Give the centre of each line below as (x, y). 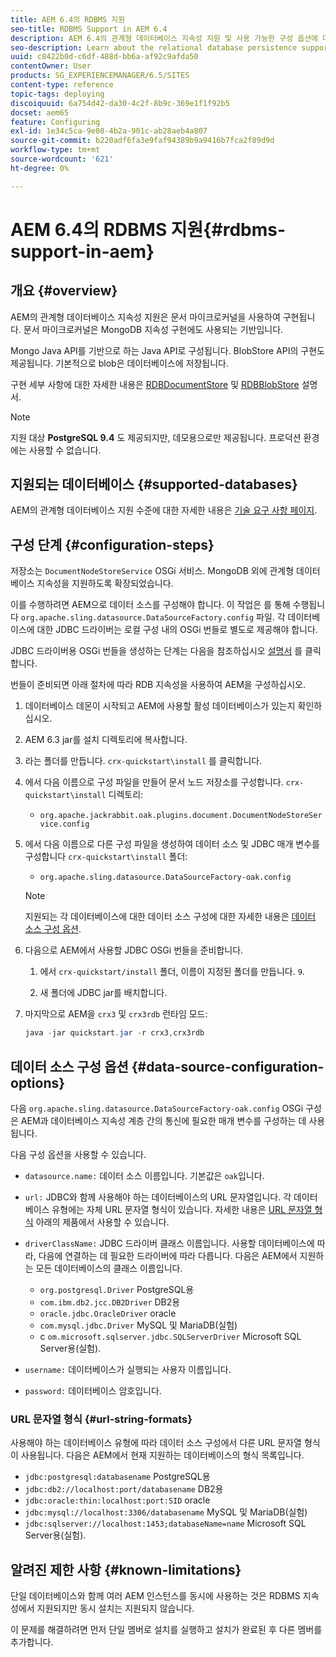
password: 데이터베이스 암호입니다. (93, 1390)
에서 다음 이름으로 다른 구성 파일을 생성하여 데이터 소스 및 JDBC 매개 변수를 (172, 844)
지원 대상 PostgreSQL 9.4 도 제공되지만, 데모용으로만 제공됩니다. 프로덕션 (156, 437)
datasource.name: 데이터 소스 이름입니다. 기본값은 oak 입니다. (144, 1175)
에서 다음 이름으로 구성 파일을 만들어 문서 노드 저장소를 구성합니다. (154, 782)
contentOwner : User (51, 66)
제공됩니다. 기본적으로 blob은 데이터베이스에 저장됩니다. (119, 363)
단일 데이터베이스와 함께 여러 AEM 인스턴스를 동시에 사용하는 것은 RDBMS (155, 1596)
